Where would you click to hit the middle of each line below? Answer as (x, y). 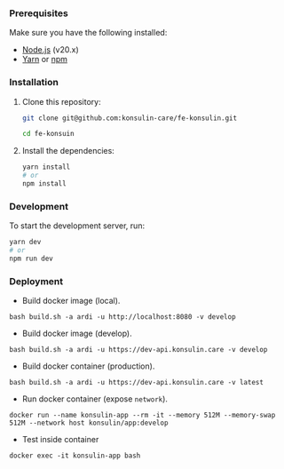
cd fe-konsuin (48, 134)
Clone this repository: (61, 101)
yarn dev (25, 242)
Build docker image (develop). (77, 334)
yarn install (46, 167)
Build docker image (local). (71, 301)
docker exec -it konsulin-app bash (75, 456)
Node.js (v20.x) (51, 50)
